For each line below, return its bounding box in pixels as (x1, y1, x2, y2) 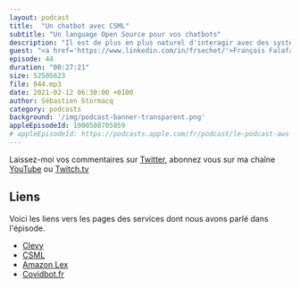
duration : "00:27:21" (9, 64, 90, 72)
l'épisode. (9, 223, 46, 233)
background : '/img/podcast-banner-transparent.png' (9, 113, 205, 122)
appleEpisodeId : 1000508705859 (9, 122, 126, 131)
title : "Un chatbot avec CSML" (9, 21, 129, 30)
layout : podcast (9, 13, 70, 22)
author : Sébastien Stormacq (9, 96, 114, 106)
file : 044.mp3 (9, 80, 62, 89)
